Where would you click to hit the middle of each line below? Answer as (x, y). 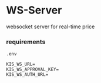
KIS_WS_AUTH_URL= (27, 75)
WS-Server (34, 10)
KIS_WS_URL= (21, 64)
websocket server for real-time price (51, 26)
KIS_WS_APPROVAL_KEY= (33, 69)
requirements (26, 42)
